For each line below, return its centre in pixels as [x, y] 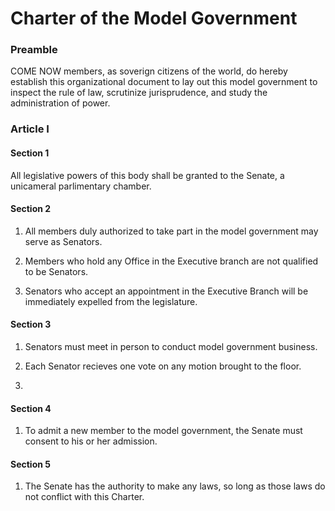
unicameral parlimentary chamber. [81, 186]
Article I [30, 129]
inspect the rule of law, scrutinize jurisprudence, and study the [139, 93]
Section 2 [31, 209]
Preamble [34, 50]
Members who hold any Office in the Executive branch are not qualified [171, 261]
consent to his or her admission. [91, 441]
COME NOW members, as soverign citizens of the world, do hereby [149, 71]
